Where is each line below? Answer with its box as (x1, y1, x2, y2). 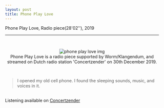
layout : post (5, 7, 32, 12)
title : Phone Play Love (5, 12, 54, 17)
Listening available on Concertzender (5, 97, 81, 103)
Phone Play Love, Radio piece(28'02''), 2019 (5, 25, 95, 31)
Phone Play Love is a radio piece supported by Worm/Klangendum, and (10, 54, 154, 59)
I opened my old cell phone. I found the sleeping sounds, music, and (17, 77, 155, 83)
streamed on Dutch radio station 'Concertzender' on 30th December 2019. (7, 59, 157, 65)
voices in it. (17, 83, 41, 89)
